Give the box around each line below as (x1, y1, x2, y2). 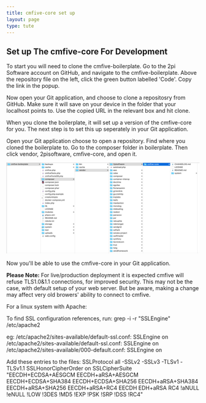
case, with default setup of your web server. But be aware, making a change (6, 285, 199, 292)
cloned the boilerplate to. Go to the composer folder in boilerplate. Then (6, 144, 188, 152)
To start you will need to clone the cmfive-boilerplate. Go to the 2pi (6, 63, 176, 70)
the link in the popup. (6, 82, 60, 90)
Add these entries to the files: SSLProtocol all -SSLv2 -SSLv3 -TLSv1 (6, 358, 179, 366)
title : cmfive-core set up (6, 10, 75, 16)
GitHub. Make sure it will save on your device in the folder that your (6, 101, 177, 108)
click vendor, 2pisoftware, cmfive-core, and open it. (6, 150, 137, 158)
